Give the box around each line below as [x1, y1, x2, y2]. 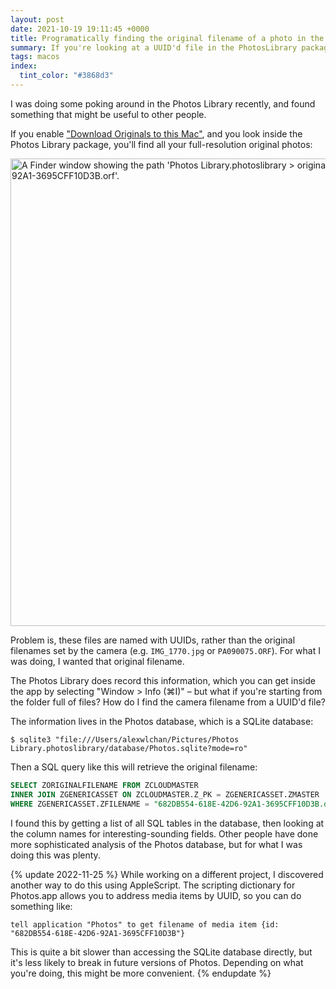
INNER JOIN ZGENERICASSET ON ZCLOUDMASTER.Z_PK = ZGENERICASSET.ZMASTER [10, 789, 320, 800]
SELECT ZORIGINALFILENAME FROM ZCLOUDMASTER [10, 780, 199, 790]
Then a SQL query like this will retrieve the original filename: [10, 761, 258, 773]
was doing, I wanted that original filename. [10, 655, 185, 667]
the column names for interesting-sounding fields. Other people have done [10, 827, 319, 840]
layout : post [10, 14, 65, 25]
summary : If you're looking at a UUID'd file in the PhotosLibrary [10, 42, 298, 53]
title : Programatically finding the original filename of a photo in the [10, 33, 325, 43]
